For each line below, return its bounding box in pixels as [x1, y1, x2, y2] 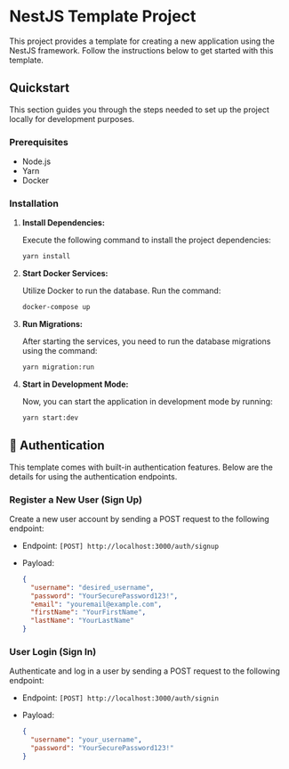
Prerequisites [9, 135, 68, 148]
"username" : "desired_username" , [30, 583, 155, 592]
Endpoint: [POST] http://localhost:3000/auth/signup [21, 540, 220, 551]
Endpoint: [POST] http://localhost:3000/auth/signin [21, 692, 220, 703]
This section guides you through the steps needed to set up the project [9, 104, 269, 115]
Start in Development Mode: [21, 379, 129, 389]
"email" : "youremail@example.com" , [30, 600, 163, 609]
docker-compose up [21, 303, 91, 312]
